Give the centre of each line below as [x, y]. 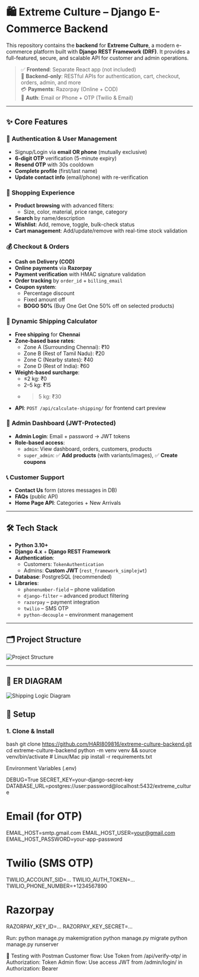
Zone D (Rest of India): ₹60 [57, 366]
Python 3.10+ [31, 545]
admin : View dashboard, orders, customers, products [88, 449]
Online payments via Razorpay [53, 268]
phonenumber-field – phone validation [69, 589]
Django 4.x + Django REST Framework [62, 551]
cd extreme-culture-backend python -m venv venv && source [81, 750]
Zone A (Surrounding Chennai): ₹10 [67, 347]
